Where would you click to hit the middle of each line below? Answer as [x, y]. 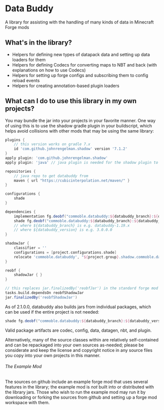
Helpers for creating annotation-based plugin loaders [66, 86]
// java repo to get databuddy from [51, 176]
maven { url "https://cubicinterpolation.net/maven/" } [72, 181]
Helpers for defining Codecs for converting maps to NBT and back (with [84, 65]
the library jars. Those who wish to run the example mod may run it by [75, 392]
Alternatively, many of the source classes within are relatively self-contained [82, 340]
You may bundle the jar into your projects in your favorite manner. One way [80, 120]
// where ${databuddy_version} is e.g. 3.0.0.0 [63, 230]
